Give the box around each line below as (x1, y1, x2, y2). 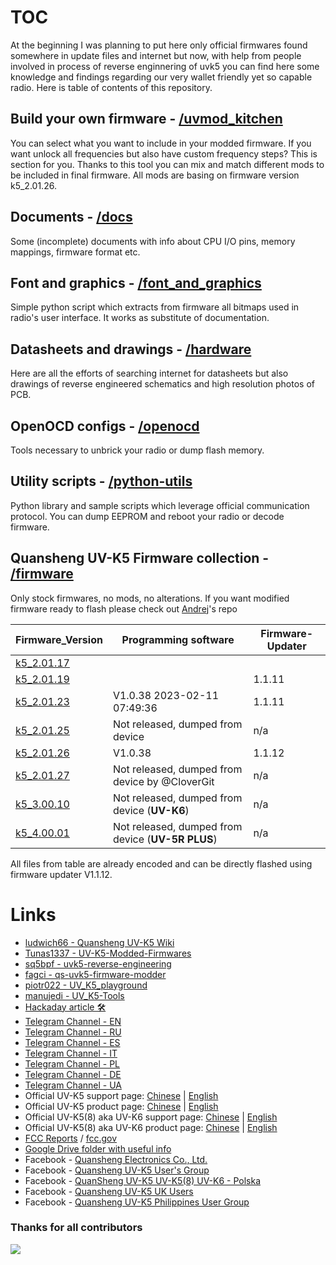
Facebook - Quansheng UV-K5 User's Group (24, 1164, 210, 1176)
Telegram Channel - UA (24, 1079, 122, 1091)
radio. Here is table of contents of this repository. (10, 81, 213, 93)
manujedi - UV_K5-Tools (24, 989, 125, 1001)
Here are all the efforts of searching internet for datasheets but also (10, 367, 289, 380)
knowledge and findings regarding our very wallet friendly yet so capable (10, 71, 313, 83)
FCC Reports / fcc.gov (24, 1132, 118, 1144)
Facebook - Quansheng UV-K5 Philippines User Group (24, 1196, 250, 1208)
